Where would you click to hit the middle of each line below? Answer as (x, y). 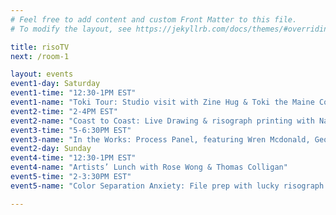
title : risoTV (40, 47)
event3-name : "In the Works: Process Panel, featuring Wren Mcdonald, (160, 139)
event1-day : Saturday (55, 84)
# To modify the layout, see (71, 29)
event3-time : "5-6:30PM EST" (71, 130)
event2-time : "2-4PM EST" (64, 111)
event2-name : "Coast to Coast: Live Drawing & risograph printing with (162, 121)
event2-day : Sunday (51, 149)
